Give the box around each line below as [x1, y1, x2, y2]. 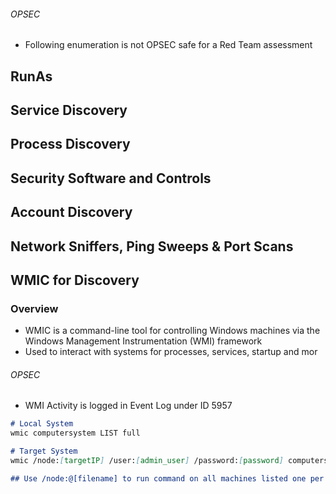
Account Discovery [10, 204, 133, 221]
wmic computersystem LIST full [10, 428, 141, 439]
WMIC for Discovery [10, 271, 140, 289]
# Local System [10, 419, 74, 429]
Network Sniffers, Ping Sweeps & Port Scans [10, 238, 294, 255]
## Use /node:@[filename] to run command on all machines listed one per [10, 473, 325, 484]
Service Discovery [10, 101, 128, 119]
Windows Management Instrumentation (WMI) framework [24, 335, 263, 347]
